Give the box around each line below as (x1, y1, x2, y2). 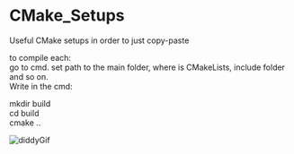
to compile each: (9, 52, 72, 63)
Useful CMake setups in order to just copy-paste (9, 35, 190, 46)
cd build (9, 107, 40, 118)
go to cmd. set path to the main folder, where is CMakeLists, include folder (9, 62, 286, 73)
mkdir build (9, 98, 51, 108)
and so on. (9, 71, 49, 81)
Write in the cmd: (9, 81, 74, 91)
